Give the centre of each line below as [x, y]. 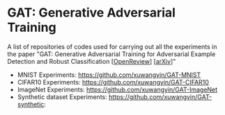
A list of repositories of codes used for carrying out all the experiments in [112, 46]
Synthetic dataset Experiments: [62, 97]
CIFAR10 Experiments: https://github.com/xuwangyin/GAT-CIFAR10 [113, 82]
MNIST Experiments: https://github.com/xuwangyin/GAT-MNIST [109, 75]
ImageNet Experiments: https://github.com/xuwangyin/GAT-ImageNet [117, 89]
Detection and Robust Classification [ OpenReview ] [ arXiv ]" [92, 61]
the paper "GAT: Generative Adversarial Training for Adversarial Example [111, 54]
